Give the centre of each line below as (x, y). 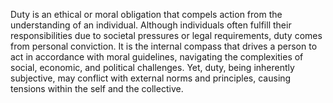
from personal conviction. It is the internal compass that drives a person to (164, 46)
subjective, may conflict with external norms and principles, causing (151, 78)
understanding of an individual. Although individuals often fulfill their (151, 25)
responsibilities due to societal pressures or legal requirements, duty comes (166, 35)
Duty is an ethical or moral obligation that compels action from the (146, 14)
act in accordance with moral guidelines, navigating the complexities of (157, 57)
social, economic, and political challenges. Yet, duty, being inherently (152, 67)
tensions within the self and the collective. (97, 88)
